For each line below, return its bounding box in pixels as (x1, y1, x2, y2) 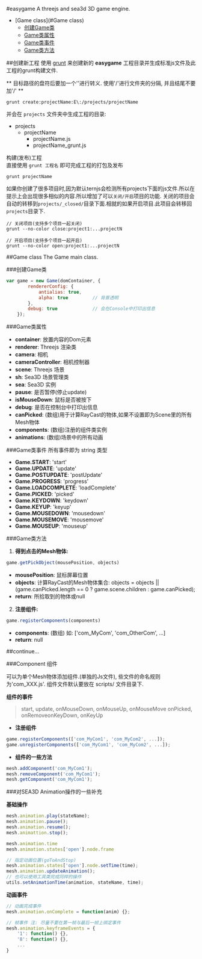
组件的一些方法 (14, 753, 52, 760)
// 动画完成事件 (6, 903, 41, 909)
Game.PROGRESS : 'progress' (14, 478, 89, 485)
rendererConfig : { (28, 283, 74, 290)
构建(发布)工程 (6, 154, 42, 161)
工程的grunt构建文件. (6, 67, 58, 74)
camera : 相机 (14, 351, 49, 358)
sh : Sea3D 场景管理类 (14, 373, 69, 381)
